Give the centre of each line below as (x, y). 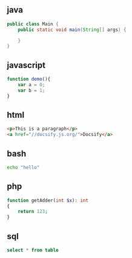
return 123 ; (33, 212)
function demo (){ (29, 79)
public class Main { (33, 24)
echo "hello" (23, 168)
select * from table (33, 250)
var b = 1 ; (31, 90)
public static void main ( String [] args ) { (72, 30)
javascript (26, 65)
